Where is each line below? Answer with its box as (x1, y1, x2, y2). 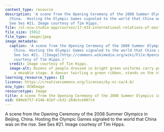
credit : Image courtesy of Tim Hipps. (9, 61, 89, 66)
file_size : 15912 (5, 30, 41, 35)
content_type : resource (5, 7, 54, 12)
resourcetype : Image (5, 89, 47, 94)
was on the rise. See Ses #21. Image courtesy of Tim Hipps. (5, 121, 125, 127)
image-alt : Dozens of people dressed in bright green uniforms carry (9, 66, 154, 71)
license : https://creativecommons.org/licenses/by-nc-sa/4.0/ (5, 79, 134, 84)
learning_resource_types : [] (5, 75, 64, 80)
